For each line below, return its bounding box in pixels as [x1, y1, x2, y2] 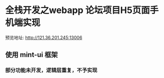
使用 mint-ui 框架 [5, 50, 58, 59]
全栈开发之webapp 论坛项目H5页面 [5, 4, 150, 16]
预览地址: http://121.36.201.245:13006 [5, 34, 82, 40]
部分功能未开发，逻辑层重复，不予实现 [5, 67, 97, 74]
